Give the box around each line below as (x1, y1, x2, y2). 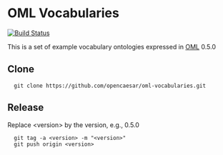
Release (7, 101, 44, 114)
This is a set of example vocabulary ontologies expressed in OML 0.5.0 (7, 42, 217, 51)
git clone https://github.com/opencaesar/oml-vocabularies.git (14, 82, 206, 89)
